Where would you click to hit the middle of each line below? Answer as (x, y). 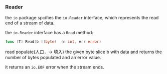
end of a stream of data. (30, 23)
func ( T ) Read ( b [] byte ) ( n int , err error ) (53, 42)
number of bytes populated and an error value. (53, 58)
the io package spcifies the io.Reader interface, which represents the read (82, 18)
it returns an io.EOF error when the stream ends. (55, 67)
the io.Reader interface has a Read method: (49, 33)
